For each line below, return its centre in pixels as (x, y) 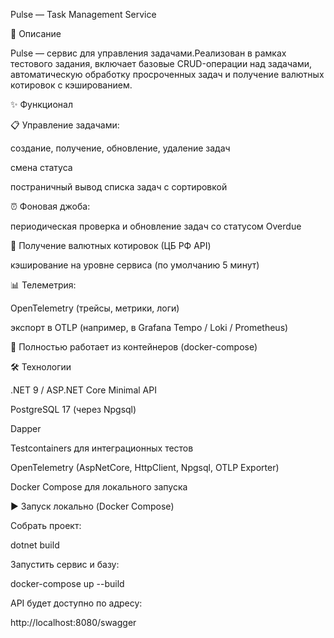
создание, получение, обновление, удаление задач (120, 148)
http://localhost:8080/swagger (73, 622)
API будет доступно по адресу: (76, 603)
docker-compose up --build (67, 583)
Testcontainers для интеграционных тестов (102, 448)
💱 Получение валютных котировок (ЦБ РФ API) (111, 245)
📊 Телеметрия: (43, 285)
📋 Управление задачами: (65, 125)
